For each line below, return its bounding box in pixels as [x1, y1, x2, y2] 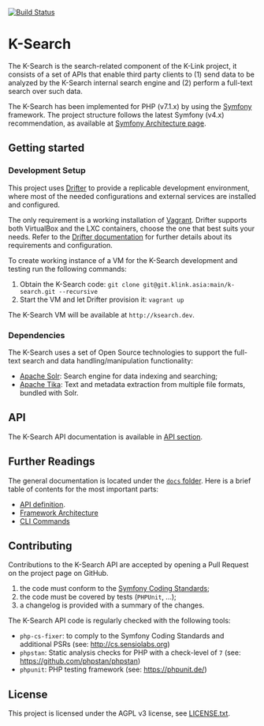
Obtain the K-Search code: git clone [19, 279, 140, 288]
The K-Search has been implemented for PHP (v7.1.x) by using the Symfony [8, 101, 252, 111]
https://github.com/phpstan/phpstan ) [19, 656, 141, 666]
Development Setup [8, 165, 86, 176]
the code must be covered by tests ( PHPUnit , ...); [19, 592, 177, 602]
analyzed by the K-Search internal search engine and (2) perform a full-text [8, 77, 253, 87]
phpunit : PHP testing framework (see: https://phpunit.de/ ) [19, 664, 207, 675]
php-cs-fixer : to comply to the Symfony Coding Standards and [19, 631, 225, 641]
